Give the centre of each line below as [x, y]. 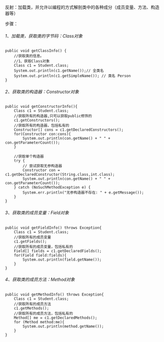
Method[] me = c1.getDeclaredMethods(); [56, 318]
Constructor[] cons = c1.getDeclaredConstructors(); [69, 130]
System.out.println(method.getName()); [63, 326]
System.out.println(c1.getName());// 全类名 [59, 71]
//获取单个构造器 [29, 157]
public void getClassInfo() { [36, 51]
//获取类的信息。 [29, 56]
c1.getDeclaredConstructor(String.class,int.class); [60, 175]
